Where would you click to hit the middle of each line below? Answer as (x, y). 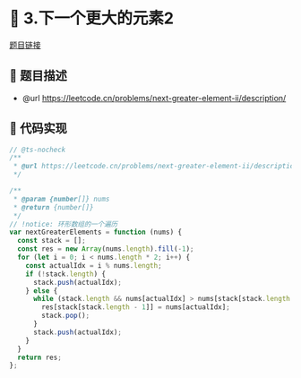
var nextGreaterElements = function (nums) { (95, 232)
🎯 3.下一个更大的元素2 (92, 18)
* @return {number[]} (53, 207)
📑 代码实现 (38, 129)
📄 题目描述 (38, 76)
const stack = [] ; (52, 241)
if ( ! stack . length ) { (65, 274)
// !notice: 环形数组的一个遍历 (64, 224)
